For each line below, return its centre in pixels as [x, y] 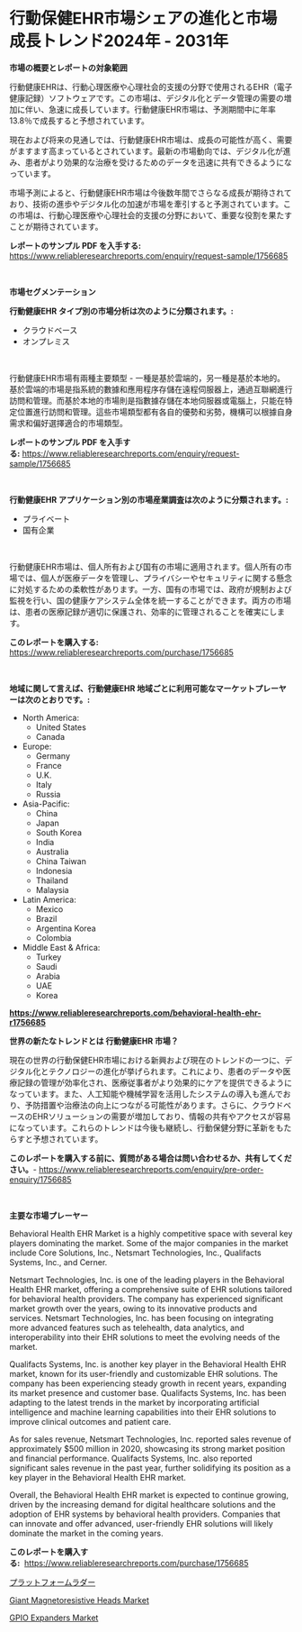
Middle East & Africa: [61, 947]
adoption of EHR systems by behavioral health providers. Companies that [145, 1514]
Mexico [49, 909]
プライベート [46, 518]
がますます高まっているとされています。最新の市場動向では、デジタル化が [146, 150]
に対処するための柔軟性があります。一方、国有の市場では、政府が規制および [151, 589]
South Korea [59, 832]
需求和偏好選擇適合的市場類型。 [68, 423]
